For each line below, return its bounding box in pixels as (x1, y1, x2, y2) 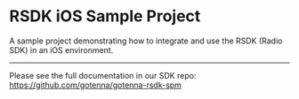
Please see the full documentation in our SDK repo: (9, 70, 197, 80)
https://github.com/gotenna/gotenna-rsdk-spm (9, 80, 182, 90)
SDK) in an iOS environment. (9, 44, 114, 55)
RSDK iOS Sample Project (9, 6, 201, 27)
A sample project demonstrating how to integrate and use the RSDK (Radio (9, 35, 283, 46)
